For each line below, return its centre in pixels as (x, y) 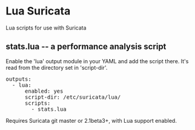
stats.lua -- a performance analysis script (86, 47)
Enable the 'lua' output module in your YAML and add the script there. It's (97, 61)
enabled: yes (44, 91)
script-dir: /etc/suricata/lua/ (73, 97)
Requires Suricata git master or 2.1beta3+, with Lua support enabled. (91, 120)
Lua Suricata (38, 11)
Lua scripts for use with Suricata (46, 28)
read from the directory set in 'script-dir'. (57, 67)
